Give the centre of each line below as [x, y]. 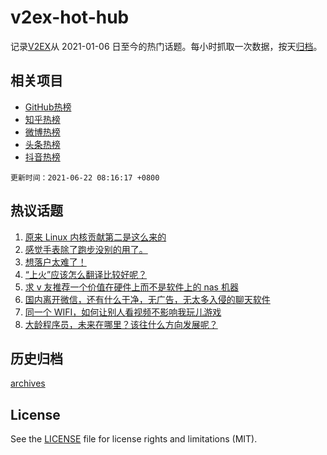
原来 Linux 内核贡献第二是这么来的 [95, 237]
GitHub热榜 [48, 107]
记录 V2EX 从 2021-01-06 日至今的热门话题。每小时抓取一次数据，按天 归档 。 [166, 46]
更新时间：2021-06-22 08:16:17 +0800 [85, 177]
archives [28, 383]
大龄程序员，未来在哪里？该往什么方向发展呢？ [121, 324]
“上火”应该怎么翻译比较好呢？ [86, 274]
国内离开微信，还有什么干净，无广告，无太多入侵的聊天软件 [147, 299]
